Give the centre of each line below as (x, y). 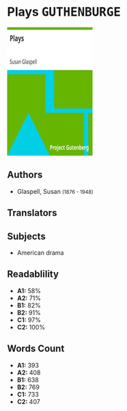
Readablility (33, 274)
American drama (40, 252)
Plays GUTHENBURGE (64, 12)
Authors (25, 175)
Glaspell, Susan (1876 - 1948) (55, 191)
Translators (32, 213)
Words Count (36, 349)
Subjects (26, 236)
